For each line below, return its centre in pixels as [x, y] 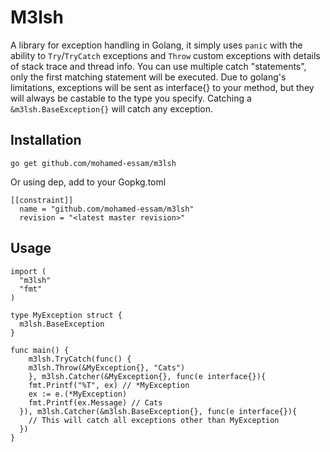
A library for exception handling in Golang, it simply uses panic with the [156, 45]
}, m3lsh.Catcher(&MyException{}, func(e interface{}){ [147, 376]
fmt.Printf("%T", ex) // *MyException [109, 385]
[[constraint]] [42, 200]
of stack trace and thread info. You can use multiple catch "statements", [158, 66]
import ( [28, 271]
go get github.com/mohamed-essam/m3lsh [93, 163]
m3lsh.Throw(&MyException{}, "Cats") [107, 367]
